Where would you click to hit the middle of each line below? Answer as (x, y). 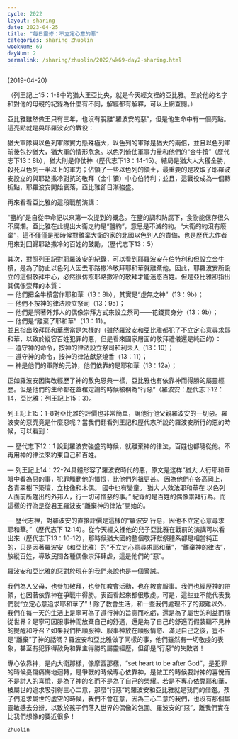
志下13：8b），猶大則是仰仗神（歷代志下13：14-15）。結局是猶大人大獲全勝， (119, 160)
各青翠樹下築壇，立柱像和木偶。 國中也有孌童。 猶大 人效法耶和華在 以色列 (116, 487)
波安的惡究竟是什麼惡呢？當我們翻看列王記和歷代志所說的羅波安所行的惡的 (116, 422)
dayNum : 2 (22, 54)
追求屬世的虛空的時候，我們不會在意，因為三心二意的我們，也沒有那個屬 (125, 699)
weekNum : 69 (25, 47)
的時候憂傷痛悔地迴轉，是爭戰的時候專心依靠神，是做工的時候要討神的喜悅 (116, 672)
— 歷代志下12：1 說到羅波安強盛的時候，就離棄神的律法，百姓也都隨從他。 (116, 446)
